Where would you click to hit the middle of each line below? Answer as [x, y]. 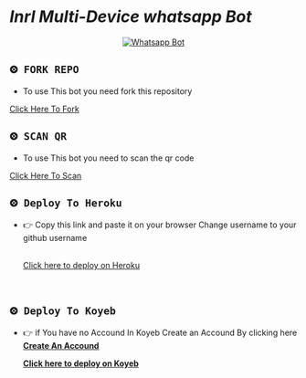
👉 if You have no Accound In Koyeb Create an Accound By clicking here [160, 333]
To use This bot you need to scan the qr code [108, 158]
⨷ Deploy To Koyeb [63, 310]
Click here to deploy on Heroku [81, 266]
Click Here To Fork [44, 109]
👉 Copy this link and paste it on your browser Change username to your [159, 225]
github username [55, 238]
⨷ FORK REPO [44, 70]
